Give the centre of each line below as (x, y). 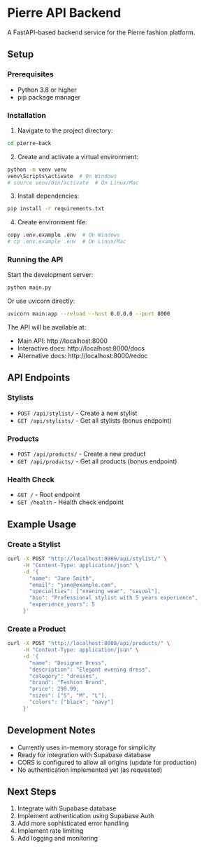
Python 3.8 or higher (47, 90)
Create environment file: (52, 222)
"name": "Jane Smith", (62, 578)
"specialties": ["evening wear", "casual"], (95, 591)
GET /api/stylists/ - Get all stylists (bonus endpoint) (95, 420)
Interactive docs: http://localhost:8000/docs (81, 348)
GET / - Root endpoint (49, 495)
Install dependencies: (48, 196)
